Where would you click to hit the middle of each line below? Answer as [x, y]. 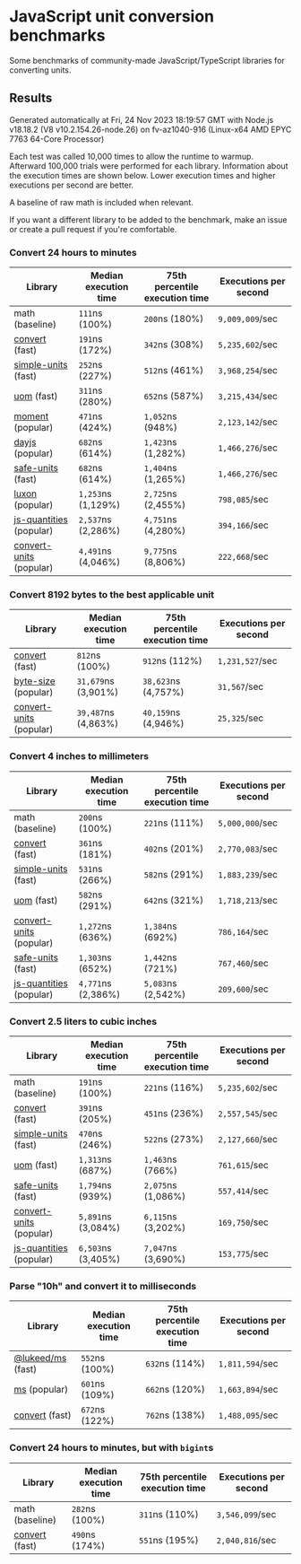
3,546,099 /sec [246, 1514]
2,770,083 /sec [248, 848]
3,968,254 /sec [248, 371]
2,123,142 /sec [248, 422]
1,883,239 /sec [248, 874]
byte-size [34, 681]
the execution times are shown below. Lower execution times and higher [142, 175]
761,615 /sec [243, 1165]
